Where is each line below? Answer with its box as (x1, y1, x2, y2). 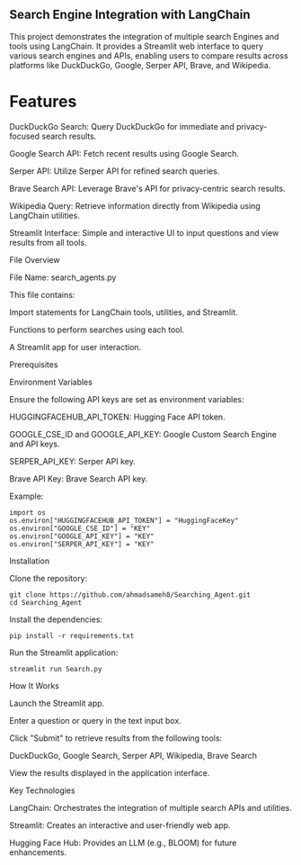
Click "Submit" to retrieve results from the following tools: (9, 733, 223, 743)
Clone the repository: (9, 572, 88, 583)
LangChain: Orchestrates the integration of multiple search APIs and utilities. (9, 802, 292, 813)
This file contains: (9, 289, 75, 300)
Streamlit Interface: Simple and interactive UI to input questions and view (9, 227, 279, 238)
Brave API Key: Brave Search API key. (9, 473, 148, 484)
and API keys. (9, 438, 60, 449)
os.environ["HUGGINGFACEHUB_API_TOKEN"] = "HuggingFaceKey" (9, 516, 240, 525)
